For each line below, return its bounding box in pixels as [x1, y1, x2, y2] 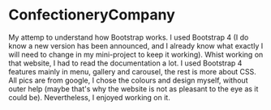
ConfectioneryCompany [8, 6, 176, 24]
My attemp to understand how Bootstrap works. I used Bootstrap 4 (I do [8, 32, 249, 42]
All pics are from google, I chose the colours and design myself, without [8, 75, 248, 85]
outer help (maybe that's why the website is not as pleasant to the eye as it [8, 83, 259, 94]
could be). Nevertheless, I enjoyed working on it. [8, 92, 170, 102]
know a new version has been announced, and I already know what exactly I [8, 40, 264, 50]
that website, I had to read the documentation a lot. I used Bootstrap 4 [8, 58, 243, 68]
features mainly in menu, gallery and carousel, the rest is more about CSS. [8, 66, 257, 76]
